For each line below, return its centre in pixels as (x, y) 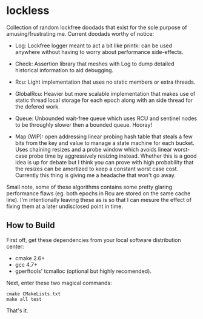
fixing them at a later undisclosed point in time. (65, 206)
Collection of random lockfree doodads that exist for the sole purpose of (97, 27)
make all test (24, 299)
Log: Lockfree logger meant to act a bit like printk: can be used (94, 45)
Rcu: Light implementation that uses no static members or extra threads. (105, 82)
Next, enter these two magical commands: (59, 283)
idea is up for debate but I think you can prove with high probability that (104, 162)
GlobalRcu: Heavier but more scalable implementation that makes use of (105, 93)
